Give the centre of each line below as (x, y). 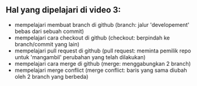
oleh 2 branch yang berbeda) (51, 76)
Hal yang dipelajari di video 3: (63, 10)
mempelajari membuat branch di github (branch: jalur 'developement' (102, 24)
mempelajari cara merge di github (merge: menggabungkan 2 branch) (102, 63)
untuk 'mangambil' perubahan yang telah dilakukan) (80, 57)
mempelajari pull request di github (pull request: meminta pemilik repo (103, 51)
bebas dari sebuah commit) (49, 31)
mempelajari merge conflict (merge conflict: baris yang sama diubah (101, 70)
